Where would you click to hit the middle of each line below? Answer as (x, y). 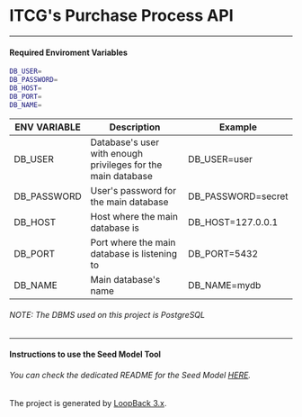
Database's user (125, 142)
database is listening (134, 253)
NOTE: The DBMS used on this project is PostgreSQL (107, 315)
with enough (117, 153)
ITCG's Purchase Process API (121, 16)
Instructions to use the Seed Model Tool (85, 354)
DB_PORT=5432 (223, 253)
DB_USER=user (221, 159)
